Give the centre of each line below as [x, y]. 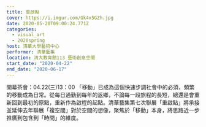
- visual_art [29, 35]
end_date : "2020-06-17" [37, 69]
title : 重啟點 [23, 12]
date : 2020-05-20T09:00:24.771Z [48, 23]
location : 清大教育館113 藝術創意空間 [51, 58]
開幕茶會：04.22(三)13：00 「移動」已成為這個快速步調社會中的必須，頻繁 [101, 87]
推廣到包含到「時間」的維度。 [44, 118]
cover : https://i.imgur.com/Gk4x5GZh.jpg [60, 18]
